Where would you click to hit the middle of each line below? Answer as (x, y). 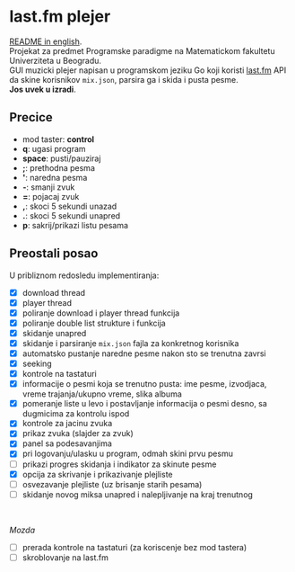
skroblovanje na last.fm (65, 557)
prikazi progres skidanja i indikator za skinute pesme (119, 464)
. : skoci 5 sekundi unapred (71, 215)
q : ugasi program (54, 148)
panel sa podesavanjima (67, 443)
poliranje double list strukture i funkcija (94, 323)
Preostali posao (54, 254)
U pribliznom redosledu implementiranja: (84, 275)
